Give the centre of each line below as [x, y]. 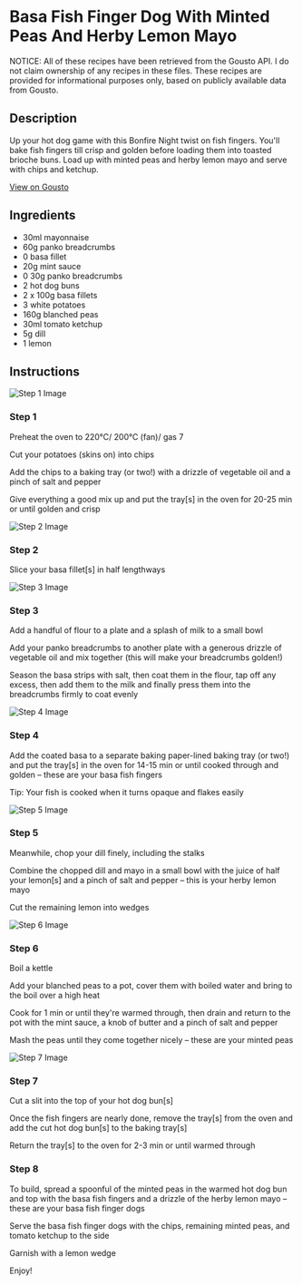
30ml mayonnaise [56, 237]
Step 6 [24, 948]
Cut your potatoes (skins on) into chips [82, 454]
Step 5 [24, 833]
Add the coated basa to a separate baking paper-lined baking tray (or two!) [150, 755]
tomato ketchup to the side [60, 1235]
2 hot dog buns [51, 285]
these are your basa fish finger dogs [77, 1208]
